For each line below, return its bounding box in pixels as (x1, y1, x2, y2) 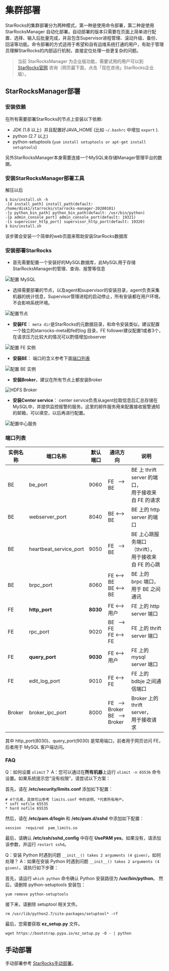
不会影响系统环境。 (12, 300, 53, 306)
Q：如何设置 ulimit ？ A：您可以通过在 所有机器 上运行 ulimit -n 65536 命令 (5, 769, 161, 775)
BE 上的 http (131, 506, 160, 513)
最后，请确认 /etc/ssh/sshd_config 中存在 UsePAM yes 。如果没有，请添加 (5, 835, 161, 841)
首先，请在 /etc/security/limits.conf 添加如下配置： (5, 786, 113, 792)
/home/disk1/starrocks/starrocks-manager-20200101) (5, 206, 116, 211)
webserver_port (29, 513, 67, 520)
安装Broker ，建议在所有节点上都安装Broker (12, 377, 103, 383)
